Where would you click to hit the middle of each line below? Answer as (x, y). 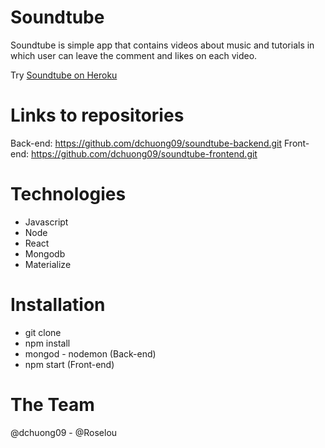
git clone (43, 332)
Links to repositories (97, 115)
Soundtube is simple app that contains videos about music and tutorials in (162, 45)
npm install (47, 343)
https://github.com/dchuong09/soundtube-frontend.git (144, 153)
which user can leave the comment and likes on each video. (134, 55)
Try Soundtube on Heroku (64, 75)
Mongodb (45, 253)
